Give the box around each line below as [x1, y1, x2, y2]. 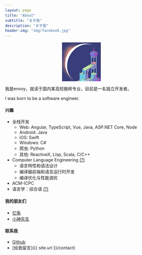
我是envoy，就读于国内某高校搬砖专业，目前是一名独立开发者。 [5, 86, 132, 92]
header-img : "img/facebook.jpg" [5, 28, 70, 33]
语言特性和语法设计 [19, 163, 58, 169]
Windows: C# [19, 140, 47, 145]
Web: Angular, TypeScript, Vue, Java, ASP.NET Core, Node [19, 124, 137, 130]
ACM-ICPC [12, 180, 34, 186]
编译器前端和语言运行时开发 [19, 169, 75, 175]
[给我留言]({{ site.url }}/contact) [12, 245, 76, 251]
